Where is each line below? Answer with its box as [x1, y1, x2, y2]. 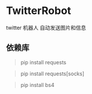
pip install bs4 [20, 81, 54, 88]
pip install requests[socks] [20, 70, 85, 77]
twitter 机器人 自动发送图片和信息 [6, 24, 86, 31]
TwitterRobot [6, 4, 71, 18]
